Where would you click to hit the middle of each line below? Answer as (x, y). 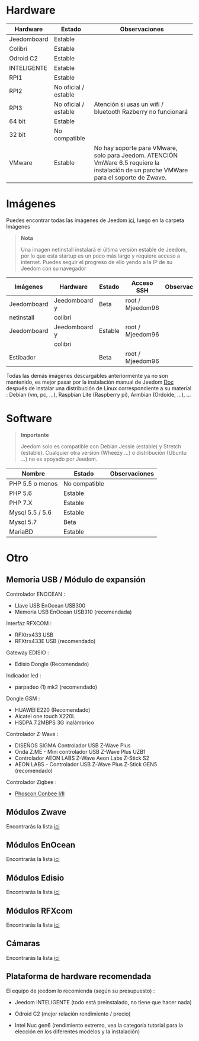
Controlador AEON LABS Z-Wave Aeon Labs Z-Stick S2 (82, 758)
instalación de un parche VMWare (141, 170)
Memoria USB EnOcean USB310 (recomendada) (73, 612)
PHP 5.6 (21, 493)
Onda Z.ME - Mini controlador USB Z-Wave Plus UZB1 (80, 751)
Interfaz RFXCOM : (29, 623)
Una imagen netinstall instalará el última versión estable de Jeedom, (104, 249)
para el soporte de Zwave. (130, 177)
